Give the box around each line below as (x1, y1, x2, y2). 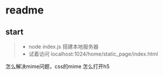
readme (5, 4, 44, 17)
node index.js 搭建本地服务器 (28, 43, 99, 50)
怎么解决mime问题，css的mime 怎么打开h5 (5, 63, 110, 70)
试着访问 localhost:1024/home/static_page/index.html (28, 50, 158, 57)
